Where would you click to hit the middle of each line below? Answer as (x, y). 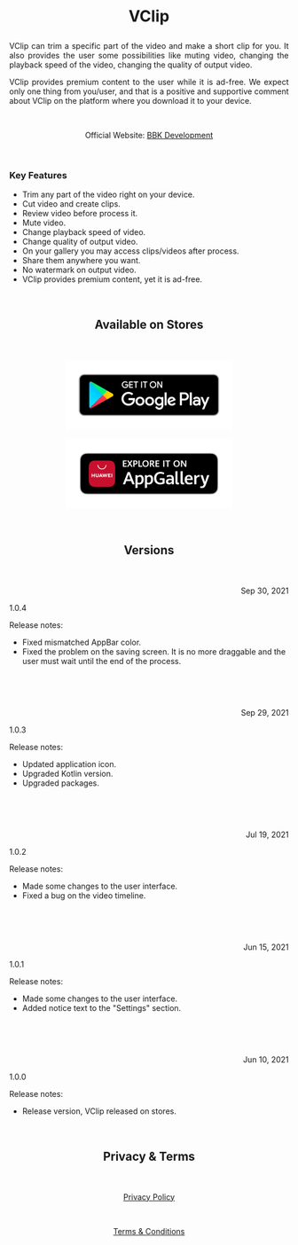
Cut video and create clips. (71, 204)
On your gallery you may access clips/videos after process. (130, 251)
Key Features (39, 176)
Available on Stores (149, 324)
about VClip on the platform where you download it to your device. (130, 101)
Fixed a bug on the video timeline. (84, 896)
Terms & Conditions (149, 1231)
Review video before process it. (80, 214)
